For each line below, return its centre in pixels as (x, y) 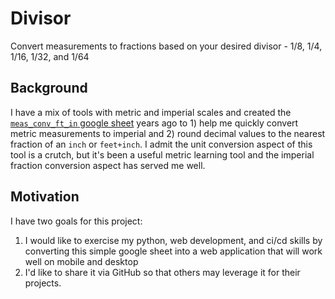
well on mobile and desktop (81, 261)
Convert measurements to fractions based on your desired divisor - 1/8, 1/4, (166, 46)
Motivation (45, 197)
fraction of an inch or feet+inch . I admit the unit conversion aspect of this (161, 144)
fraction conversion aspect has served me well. (108, 165)
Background (49, 88)
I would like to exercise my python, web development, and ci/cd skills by (173, 240)
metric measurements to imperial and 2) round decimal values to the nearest (168, 133)
